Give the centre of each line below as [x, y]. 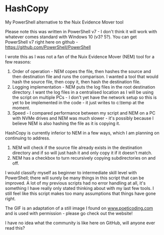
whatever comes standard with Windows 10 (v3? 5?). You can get [71, 37]
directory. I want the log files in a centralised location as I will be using [83, 92]
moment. [21, 108]
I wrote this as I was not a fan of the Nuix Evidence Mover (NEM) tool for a [80, 56]
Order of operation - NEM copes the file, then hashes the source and [82, 71]
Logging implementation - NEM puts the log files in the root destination [84, 87]
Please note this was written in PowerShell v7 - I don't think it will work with [81, 31]
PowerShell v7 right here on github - [42, 42]
